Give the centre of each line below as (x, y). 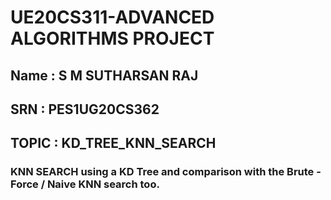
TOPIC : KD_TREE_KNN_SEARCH (113, 143)
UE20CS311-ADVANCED (112, 17)
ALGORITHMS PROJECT (112, 38)
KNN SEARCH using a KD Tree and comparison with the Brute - (166, 172)
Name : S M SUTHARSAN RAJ (104, 75)
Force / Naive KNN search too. (85, 184)
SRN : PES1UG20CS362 (85, 109)
